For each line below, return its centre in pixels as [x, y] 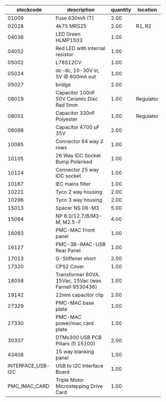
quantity [121, 10]
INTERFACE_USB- [29, 366]
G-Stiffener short [76, 258]
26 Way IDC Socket [78, 156]
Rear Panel [68, 250]
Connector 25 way [77, 170]
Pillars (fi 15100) [75, 344]
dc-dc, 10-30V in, [78, 70]
